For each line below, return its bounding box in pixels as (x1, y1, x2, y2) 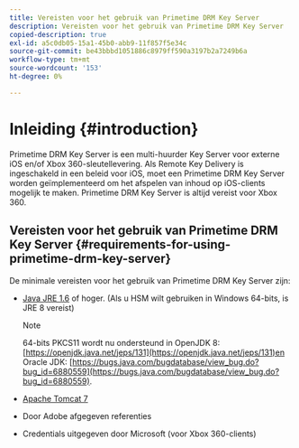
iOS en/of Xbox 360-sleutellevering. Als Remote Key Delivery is (9, 158, 245, 169)
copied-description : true (9, 30, 106, 39)
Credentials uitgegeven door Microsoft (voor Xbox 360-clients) (22, 428, 257, 439)
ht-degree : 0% (9, 72, 63, 81)
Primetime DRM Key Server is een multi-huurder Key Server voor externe (9, 148, 280, 159)
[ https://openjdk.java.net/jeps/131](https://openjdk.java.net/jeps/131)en (22, 347, 285, 358)
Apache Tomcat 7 (22, 393, 88, 404)
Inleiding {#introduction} (9, 118, 199, 139)
